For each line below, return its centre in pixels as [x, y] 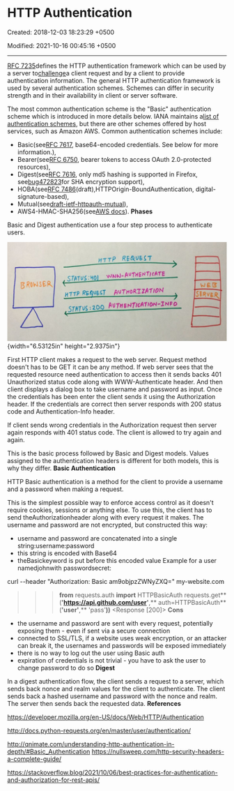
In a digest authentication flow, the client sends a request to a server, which [116, 681]
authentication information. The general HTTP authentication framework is [114, 80]
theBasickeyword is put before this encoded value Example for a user [117, 561]
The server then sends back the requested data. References [94, 704]
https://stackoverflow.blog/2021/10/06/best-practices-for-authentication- [112, 773]
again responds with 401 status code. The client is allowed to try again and [114, 432]
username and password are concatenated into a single [97, 538]
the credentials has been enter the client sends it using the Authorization [111, 397]
